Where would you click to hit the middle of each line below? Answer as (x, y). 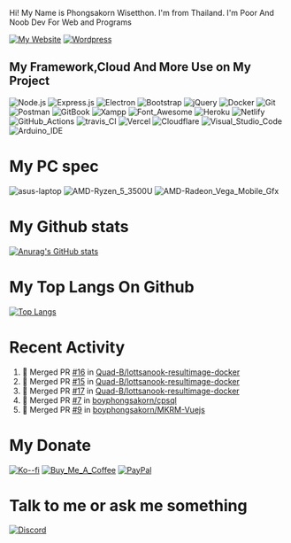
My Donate (50, 445)
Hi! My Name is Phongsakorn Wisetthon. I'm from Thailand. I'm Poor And (142, 13)
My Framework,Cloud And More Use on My (130, 67)
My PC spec (54, 167)
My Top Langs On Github (102, 287)
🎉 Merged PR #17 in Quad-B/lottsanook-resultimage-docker (131, 391)
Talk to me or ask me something (128, 505)
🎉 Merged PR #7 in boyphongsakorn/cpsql (99, 400)
